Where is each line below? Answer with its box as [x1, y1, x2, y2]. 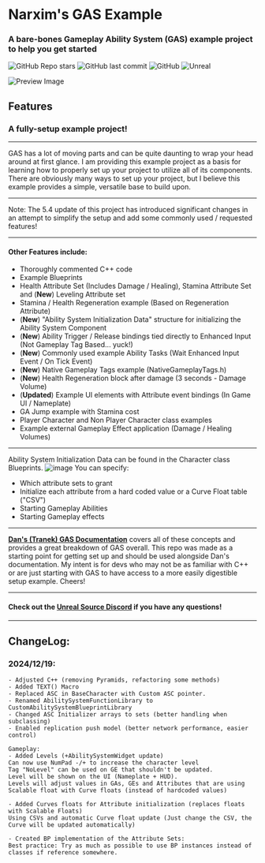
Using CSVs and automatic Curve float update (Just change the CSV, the [8, 814, 252, 822]
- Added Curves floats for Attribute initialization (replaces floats [8, 801, 245, 809]
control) [8, 731, 37, 739]
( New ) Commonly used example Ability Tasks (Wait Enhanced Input [19, 349, 240, 358]
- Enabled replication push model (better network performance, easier [8, 724, 248, 733]
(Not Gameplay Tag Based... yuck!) [19, 340, 134, 349]
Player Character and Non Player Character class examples [19, 416, 213, 425]
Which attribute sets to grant [19, 479, 113, 488]
